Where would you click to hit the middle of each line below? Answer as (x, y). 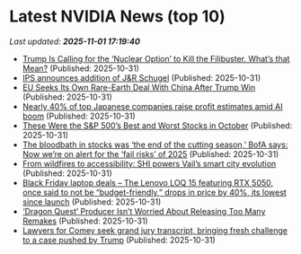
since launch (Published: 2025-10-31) (92, 201)
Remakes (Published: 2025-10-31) (85, 221)
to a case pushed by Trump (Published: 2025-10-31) (119, 240)
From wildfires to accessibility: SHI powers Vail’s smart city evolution (149, 163)
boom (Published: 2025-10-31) (79, 116)
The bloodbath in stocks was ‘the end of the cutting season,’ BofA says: (155, 145)
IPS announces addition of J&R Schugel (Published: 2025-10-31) (142, 77)
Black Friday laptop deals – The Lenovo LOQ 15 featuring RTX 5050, (148, 182)
